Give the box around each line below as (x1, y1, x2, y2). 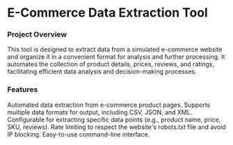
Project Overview (7, 30, 67, 40)
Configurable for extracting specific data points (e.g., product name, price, (7, 115, 221, 123)
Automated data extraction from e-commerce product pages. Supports (7, 101, 211, 109)
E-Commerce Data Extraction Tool (7, 5, 209, 21)
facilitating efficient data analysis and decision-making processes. (7, 67, 197, 76)
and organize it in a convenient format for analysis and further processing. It (7, 53, 225, 61)
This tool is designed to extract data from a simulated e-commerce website (7, 45, 223, 53)
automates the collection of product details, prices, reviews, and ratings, (7, 60, 214, 69)
